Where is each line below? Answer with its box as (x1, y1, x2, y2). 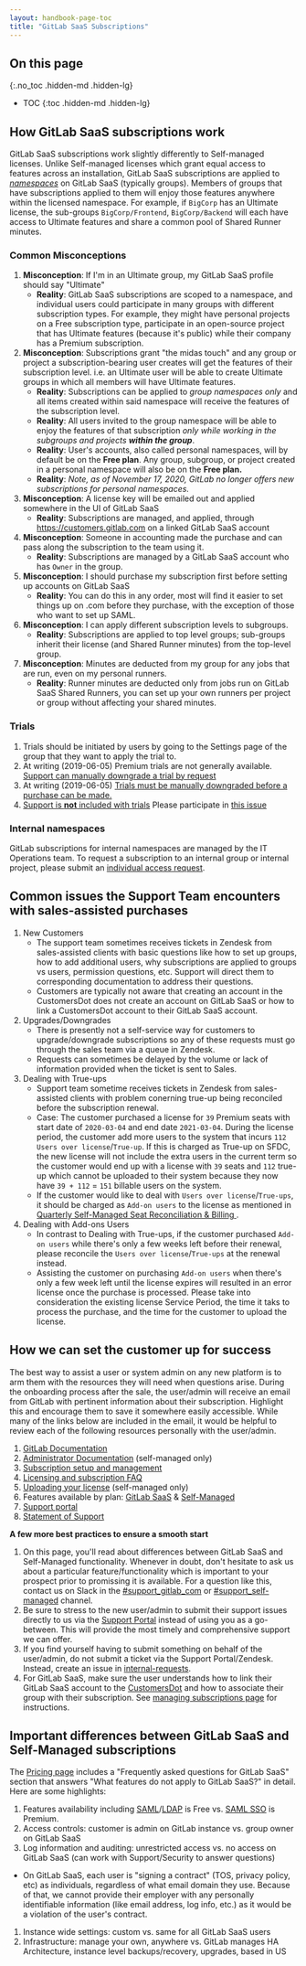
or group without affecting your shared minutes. (36, 697, 217, 709)
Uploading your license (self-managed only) (22, 1481, 189, 1492)
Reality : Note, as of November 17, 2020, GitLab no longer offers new (36, 474, 295, 485)
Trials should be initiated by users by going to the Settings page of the (22, 741, 288, 752)
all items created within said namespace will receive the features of (36, 396, 290, 407)
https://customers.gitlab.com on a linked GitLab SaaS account (36, 522, 269, 533)
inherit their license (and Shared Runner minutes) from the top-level (36, 639, 291, 650)
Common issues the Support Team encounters (9, 889, 280, 904)
